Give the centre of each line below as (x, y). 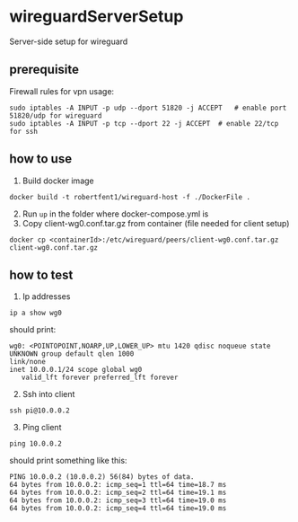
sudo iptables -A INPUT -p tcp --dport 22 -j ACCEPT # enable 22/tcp (144, 123)
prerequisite (44, 70)
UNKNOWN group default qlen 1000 (72, 354)
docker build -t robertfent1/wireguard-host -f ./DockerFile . (130, 197)
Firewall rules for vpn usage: (62, 91)
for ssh (24, 131)
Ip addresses (46, 296)
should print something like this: (68, 461)
